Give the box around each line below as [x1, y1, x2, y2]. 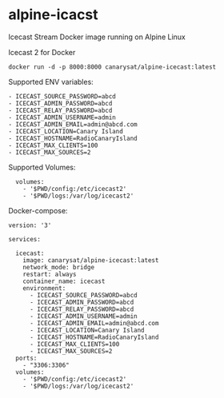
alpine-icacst [8, 6, 98, 24]
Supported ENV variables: [8, 77, 94, 86]
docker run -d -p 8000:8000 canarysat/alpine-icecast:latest [8, 62, 217, 71]
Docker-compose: [8, 205, 68, 215]
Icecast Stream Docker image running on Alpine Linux [8, 32, 186, 42]
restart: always [22, 270, 78, 278]
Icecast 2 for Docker [8, 47, 76, 57]
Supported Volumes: [8, 162, 76, 172]
